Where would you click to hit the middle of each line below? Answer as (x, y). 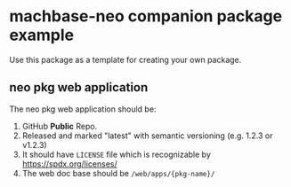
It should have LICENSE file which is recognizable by (117, 154)
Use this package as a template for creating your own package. (125, 59)
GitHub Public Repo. (60, 126)
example (42, 35)
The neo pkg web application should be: (83, 109)
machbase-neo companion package (146, 16)
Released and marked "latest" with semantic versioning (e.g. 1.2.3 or (147, 136)
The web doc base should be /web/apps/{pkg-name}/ (118, 173)
